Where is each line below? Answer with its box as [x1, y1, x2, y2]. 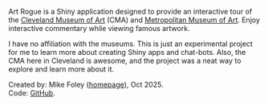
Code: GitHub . [8, 88, 56, 98]
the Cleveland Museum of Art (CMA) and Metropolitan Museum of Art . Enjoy [8, 15, 261, 25]
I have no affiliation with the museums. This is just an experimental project [8, 39, 253, 49]
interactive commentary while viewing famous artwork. [8, 24, 190, 33]
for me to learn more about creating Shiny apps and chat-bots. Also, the [8, 48, 246, 56]
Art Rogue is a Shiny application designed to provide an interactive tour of [8, 7, 253, 16]
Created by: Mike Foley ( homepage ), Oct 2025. [8, 80, 164, 89]
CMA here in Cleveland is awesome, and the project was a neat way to [8, 56, 242, 65]
